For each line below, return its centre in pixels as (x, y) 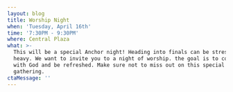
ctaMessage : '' (29, 78)
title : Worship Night (38, 20)
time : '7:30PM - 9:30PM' (43, 33)
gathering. (29, 71)
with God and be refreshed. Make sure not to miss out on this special (119, 65)
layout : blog (26, 13)
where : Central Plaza (38, 39)
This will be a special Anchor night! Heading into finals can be (111, 53)
